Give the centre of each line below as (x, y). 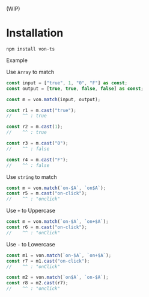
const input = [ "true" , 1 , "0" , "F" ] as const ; (67, 83)
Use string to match (32, 177)
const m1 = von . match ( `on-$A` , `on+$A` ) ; (59, 255)
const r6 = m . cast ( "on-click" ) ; (47, 227)
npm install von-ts (31, 49)
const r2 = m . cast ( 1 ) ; (35, 127)
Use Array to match (30, 72)
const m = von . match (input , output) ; (53, 99)
